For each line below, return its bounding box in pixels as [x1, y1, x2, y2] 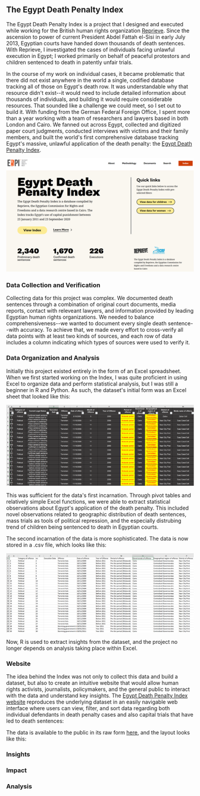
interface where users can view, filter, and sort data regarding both [6, 705, 170, 712]
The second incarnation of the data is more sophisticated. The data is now [6, 535, 189, 542]
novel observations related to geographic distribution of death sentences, [6, 510, 186, 518]
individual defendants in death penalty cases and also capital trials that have [6, 711, 193, 718]
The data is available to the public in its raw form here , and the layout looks [6, 729, 190, 736]
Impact [6, 766, 27, 775]
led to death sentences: [6, 717, 64, 724]
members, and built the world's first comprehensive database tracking [6, 134, 179, 141]
